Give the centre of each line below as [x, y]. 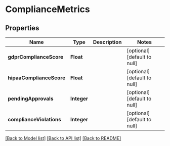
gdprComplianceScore [36, 57]
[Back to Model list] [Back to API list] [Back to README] [63, 138]
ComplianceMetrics [48, 9]
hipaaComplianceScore [37, 78]
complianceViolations [35, 119]
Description [107, 42]
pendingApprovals [31, 99]
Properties [22, 28]
